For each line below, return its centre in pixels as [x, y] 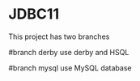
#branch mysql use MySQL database [70, 68]
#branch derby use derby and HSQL [69, 52]
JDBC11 [34, 14]
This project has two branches [59, 36]
